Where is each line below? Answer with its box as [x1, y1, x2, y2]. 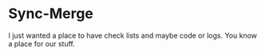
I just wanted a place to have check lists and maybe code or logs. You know [8, 31, 258, 40]
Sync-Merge [8, 5, 94, 23]
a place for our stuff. [8, 38, 76, 48]
